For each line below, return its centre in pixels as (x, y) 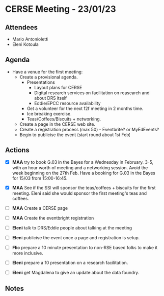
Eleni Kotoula (25, 44)
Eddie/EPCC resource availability (67, 103)
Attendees (21, 27)
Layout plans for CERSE (58, 87)
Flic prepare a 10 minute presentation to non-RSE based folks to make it (85, 247)
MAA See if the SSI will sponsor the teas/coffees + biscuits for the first (84, 187)
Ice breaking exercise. (49, 113)
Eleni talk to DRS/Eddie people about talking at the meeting (72, 227)
